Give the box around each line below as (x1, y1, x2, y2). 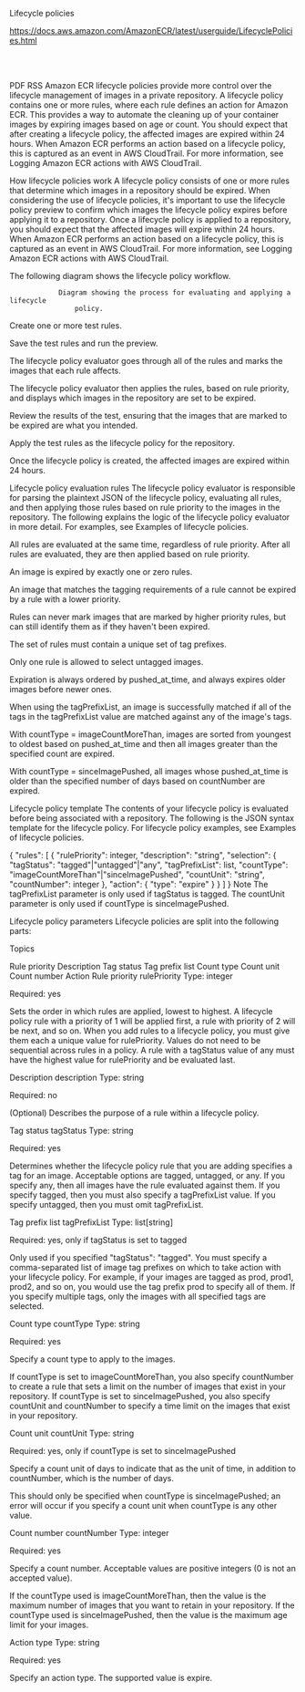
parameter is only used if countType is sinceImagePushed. (9, 898, 229, 908)
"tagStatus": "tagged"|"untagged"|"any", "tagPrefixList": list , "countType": (9, 859, 289, 870)
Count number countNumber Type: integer (9, 1528, 170, 1538)
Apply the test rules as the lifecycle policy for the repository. (9, 438, 235, 448)
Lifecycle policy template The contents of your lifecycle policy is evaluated (9, 803, 290, 814)
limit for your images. (9, 1619, 89, 1630)
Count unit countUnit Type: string (9, 1427, 135, 1438)
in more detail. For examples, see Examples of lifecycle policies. (9, 522, 249, 532)
